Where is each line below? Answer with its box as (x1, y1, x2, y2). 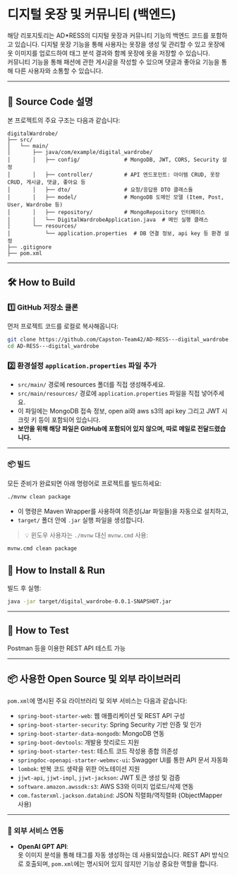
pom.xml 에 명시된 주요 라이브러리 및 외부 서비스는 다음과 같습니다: (7, 696, 188, 705)
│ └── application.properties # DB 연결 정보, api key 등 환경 (7, 230, 221, 237)
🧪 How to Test (7, 624, 69, 636)
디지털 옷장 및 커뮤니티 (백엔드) (7, 6, 176, 23)
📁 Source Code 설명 (7, 96, 94, 108)
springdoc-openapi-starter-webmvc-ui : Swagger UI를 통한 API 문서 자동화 (17, 756, 229, 764)
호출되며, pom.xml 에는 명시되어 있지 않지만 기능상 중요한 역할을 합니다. (25, 859, 219, 868)
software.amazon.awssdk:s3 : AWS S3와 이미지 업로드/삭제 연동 (17, 782, 194, 790)
